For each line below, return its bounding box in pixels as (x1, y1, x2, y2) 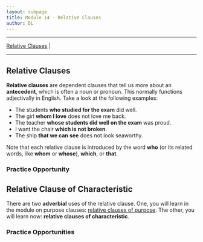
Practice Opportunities (6, 227, 75, 236)
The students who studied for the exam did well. (14, 106, 137, 114)
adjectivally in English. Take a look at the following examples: (6, 94, 158, 102)
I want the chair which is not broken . (14, 125, 108, 133)
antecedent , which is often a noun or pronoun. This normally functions (6, 88, 183, 96)
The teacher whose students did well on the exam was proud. (14, 119, 172, 126)
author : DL (6, 20, 34, 26)
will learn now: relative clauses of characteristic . (6, 212, 130, 220)
